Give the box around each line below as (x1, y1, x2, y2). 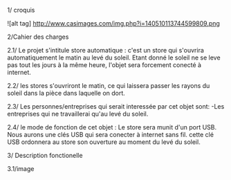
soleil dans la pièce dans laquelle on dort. (7, 89, 126, 97)
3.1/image (7, 165, 35, 172)
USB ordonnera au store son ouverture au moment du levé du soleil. (7, 138, 201, 146)
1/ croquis (7, 6, 35, 14)
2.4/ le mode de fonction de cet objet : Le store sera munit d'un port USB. (7, 123, 217, 131)
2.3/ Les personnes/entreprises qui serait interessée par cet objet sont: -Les (7, 102, 225, 110)
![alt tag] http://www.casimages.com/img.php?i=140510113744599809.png (7, 19, 220, 27)
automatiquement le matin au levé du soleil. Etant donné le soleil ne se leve (7, 53, 221, 62)
